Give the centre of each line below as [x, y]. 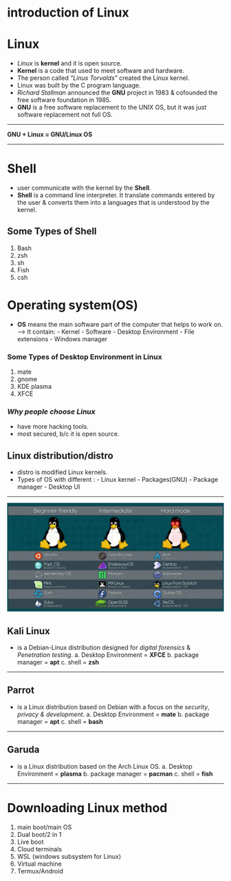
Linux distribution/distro [60, 455]
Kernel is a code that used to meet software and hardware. [100, 71]
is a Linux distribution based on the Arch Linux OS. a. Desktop [104, 766]
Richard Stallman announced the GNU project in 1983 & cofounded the [117, 93]
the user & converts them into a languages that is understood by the [113, 203]
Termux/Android [40, 871]
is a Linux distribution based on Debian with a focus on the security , [113, 707]
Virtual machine [39, 864]
